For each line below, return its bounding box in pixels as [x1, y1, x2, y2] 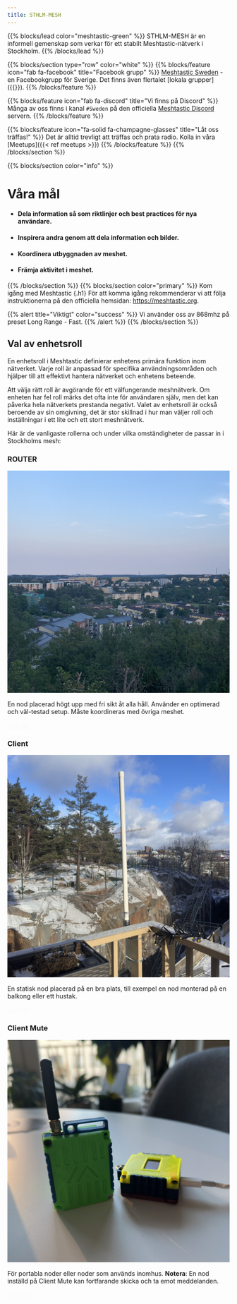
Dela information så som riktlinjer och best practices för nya [17, 210, 197, 218]
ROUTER [7, 454, 37, 464]
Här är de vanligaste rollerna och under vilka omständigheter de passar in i [7, 429, 224, 437]
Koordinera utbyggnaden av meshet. [17, 249, 128, 258]
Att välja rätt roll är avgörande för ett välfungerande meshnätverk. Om [7, 385, 210, 394]
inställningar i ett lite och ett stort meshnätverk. [7, 415, 145, 423]
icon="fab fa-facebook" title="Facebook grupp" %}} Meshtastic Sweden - [7, 68, 224, 76]
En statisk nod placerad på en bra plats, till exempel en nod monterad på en [7, 984, 227, 993]
